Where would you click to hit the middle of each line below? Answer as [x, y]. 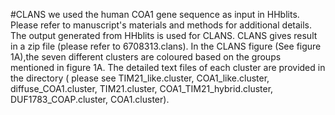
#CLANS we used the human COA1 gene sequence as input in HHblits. [155, 14]
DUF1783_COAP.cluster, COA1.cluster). [90, 99]
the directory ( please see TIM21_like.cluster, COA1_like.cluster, [140, 78]
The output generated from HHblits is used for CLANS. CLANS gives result [164, 35]
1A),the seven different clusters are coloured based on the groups [146, 57]
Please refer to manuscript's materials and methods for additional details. [161, 25]
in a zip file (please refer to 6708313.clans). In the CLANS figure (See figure [166, 46]
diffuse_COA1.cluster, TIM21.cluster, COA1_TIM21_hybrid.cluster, [142, 88]
